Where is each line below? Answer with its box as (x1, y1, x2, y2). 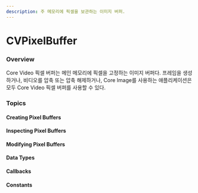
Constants (6, 181, 33, 188)
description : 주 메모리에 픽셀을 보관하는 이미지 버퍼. (6, 8, 126, 15)
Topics (6, 99, 27, 107)
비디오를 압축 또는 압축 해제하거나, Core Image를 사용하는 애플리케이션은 (23, 77, 192, 84)
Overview (6, 55, 35, 63)
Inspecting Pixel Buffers (6, 127, 66, 135)
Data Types (6, 154, 35, 161)
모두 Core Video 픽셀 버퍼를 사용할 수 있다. (6, 84, 106, 91)
